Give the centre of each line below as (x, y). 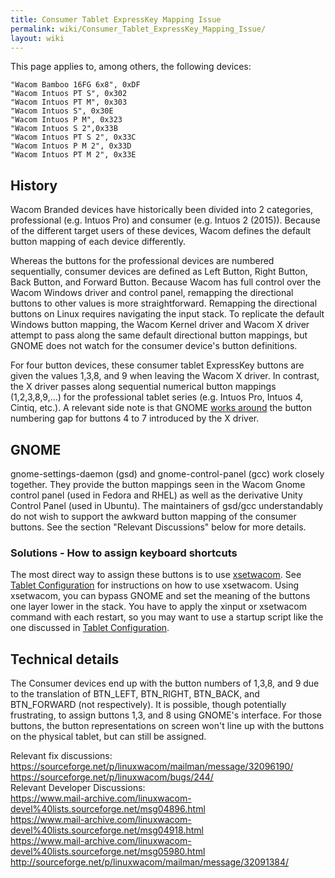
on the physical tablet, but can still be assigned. (108, 737)
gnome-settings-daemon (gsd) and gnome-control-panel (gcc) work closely (167, 474)
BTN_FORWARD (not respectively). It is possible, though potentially (148, 705)
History (34, 185)
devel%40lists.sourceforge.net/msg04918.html (107, 830)
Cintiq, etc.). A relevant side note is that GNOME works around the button (161, 408)
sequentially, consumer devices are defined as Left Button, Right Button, (159, 272)
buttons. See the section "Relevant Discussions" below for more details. (158, 527)
